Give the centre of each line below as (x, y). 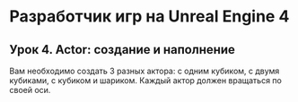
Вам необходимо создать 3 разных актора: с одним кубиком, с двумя (145, 71)
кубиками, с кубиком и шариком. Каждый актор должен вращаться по (146, 81)
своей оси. (30, 90)
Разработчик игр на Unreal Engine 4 (149, 17)
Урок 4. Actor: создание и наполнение (123, 50)
